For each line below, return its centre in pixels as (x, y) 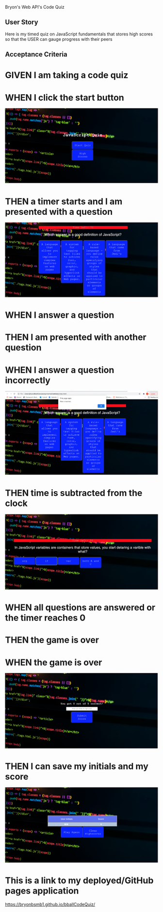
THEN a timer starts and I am (64, 201)
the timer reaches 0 (45, 618)
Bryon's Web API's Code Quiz (35, 7)
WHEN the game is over (54, 662)
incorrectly (28, 380)
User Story (22, 22)
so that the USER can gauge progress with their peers (59, 39)
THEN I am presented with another (76, 337)
